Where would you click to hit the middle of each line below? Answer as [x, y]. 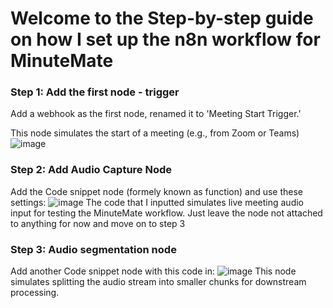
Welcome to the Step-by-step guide [162, 18]
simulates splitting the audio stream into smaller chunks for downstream [158, 282]
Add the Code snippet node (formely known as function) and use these [157, 191]
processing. [35, 293]
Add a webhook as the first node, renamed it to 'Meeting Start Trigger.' [156, 114]
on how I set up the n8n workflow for [165, 39]
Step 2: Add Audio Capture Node [91, 170]
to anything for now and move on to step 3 [98, 223]
